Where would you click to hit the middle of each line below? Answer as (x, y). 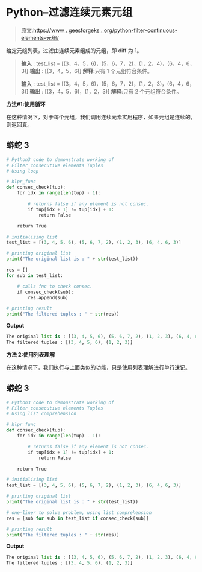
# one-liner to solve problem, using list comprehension (79, 513)
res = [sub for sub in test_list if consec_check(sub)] (78, 518)
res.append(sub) (48, 297)
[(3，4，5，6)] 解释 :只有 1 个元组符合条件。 (99, 71)
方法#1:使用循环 (26, 104)
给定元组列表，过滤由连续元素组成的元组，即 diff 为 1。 (74, 50)
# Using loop (23, 171)
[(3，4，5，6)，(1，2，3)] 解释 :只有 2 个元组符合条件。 (113, 91)
